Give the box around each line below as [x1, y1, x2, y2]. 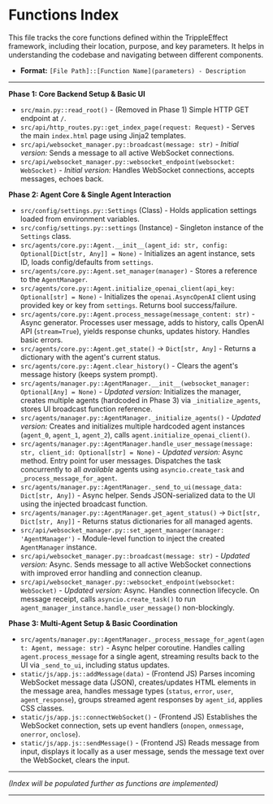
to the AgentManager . [19, 274, 88, 284]
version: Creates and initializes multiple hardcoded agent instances [19, 421, 245, 431]
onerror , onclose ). [19, 729, 81, 739]
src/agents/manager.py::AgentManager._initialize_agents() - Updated [19, 412, 262, 422]
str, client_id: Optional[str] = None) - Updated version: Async [19, 447, 244, 457]
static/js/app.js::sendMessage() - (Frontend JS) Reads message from [19, 737, 260, 747]
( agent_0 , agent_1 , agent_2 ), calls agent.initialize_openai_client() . [19, 429, 250, 440]
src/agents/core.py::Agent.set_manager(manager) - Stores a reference [19, 266, 258, 276]
